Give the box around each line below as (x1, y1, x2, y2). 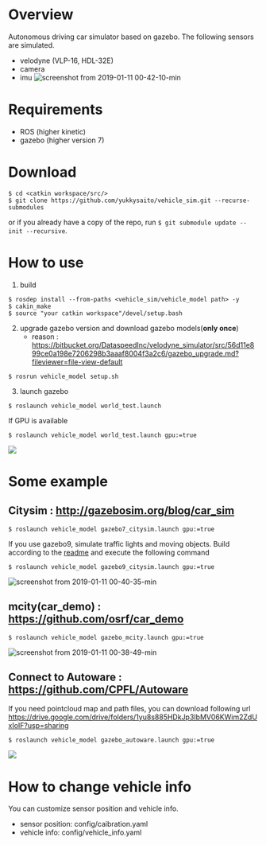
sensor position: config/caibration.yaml (19, 820, 148, 829)
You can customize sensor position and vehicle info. (8, 804, 179, 813)
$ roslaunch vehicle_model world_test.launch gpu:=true (8, 431, 197, 439)
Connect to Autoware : (8, 670, 122, 683)
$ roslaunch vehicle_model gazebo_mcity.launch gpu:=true (8, 633, 204, 641)
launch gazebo (19, 386, 69, 395)
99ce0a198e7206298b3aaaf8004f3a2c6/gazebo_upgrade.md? (31, 349, 240, 358)
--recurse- (214, 197, 250, 204)
